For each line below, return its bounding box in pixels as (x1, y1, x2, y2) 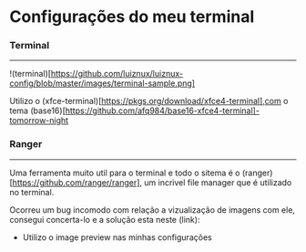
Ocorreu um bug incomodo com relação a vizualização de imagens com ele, (9, 204, 296, 215)
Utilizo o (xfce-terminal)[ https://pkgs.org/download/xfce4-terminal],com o (9, 96, 289, 107)
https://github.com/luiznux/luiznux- (50, 68, 184, 79)
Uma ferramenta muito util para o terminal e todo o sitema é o (9, 167, 240, 178)
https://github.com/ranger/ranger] (12, 176, 140, 188)
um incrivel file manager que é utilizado (144, 176, 292, 188)
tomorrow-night (9, 115, 69, 126)
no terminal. (9, 186, 55, 197)
